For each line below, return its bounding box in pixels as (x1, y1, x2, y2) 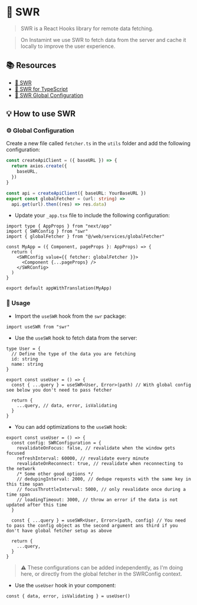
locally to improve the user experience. (20, 43, 116, 50)
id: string (11, 356, 38, 362)
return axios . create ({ (11, 163, 67, 169)
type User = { (6, 346, 41, 352)
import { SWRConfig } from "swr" (6, 229, 88, 235)
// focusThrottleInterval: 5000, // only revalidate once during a (17, 486, 186, 492)
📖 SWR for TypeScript (14, 85, 68, 92)
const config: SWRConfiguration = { (11, 440, 101, 445)
